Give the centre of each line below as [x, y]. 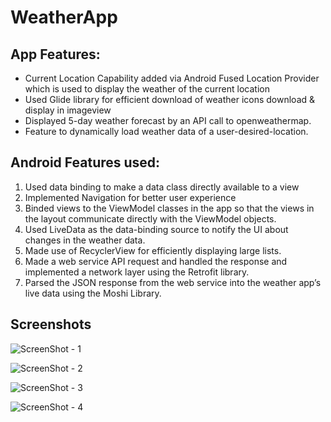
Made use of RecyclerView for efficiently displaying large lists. [153, 250]
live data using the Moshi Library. [93, 293]
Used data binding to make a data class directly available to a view [162, 187]
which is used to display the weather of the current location [147, 89]
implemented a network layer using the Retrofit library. [137, 272]
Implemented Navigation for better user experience [130, 197]
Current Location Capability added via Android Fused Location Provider [172, 78]
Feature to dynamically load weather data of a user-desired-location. [166, 131]
